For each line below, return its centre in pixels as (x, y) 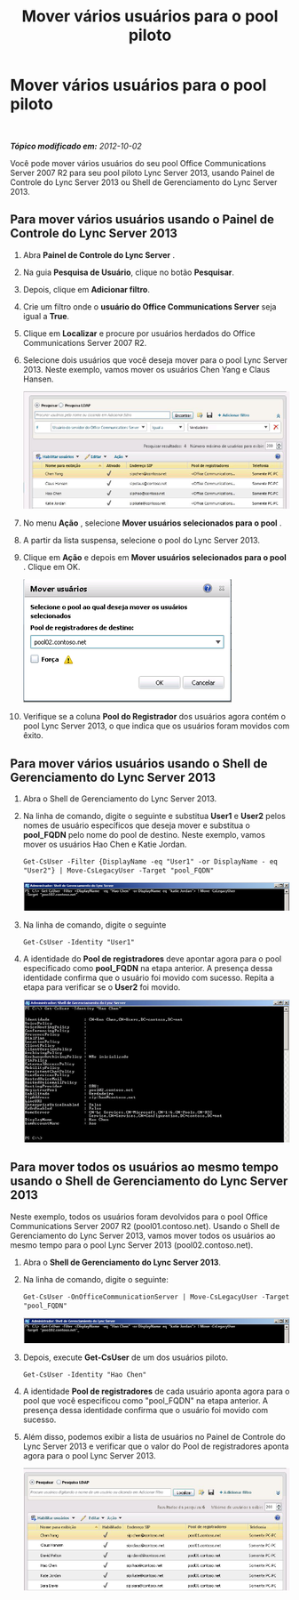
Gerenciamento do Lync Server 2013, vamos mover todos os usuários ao (143, 1235)
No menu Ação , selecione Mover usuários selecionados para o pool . (152, 523)
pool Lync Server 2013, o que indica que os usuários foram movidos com (156, 726)
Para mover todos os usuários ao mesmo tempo (144, 1167)
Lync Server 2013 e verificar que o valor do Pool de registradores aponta (156, 1446)
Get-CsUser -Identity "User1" (79, 942)
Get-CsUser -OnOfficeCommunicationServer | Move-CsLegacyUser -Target (156, 1297)
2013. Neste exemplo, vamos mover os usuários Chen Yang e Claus (146, 369)
